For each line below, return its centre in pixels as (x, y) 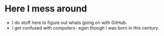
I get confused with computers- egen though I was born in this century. (85, 27)
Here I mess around (46, 9)
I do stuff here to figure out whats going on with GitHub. (69, 22)
